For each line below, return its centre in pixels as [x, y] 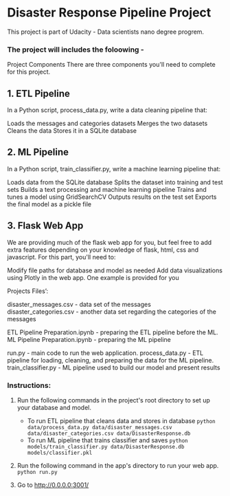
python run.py [37, 472]
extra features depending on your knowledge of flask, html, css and [103, 250]
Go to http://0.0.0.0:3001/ [53, 485]
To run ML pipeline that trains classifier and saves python [108, 440]
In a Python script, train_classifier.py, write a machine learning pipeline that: [114, 169]
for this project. [29, 72]
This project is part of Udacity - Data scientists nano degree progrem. [106, 32]
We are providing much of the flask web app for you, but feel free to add [110, 242]
